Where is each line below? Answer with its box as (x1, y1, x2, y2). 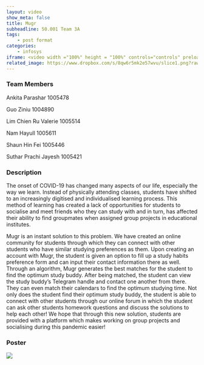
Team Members (6, 80, 53, 88)
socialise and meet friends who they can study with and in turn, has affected (6, 208, 198, 215)
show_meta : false (6, 15, 50, 21)
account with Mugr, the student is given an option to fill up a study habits (6, 252, 189, 260)
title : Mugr (6, 20, 36, 26)
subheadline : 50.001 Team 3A (6, 26, 80, 32)
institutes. (6, 221, 31, 229)
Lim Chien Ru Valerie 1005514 (6, 117, 81, 125)
